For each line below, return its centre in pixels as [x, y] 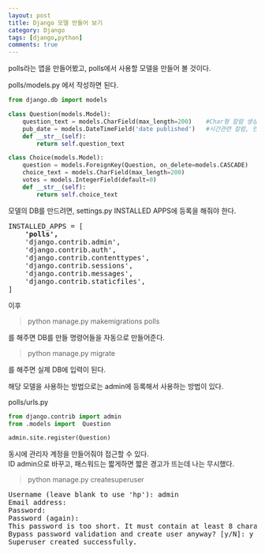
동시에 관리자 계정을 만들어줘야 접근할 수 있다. [79, 454]
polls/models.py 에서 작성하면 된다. [63, 85]
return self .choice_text [77, 194]
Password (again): [44, 518]
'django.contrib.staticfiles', [85, 281]
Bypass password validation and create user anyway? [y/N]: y [131, 534]
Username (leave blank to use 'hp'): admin [93, 495]
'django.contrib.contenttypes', [87, 258]
